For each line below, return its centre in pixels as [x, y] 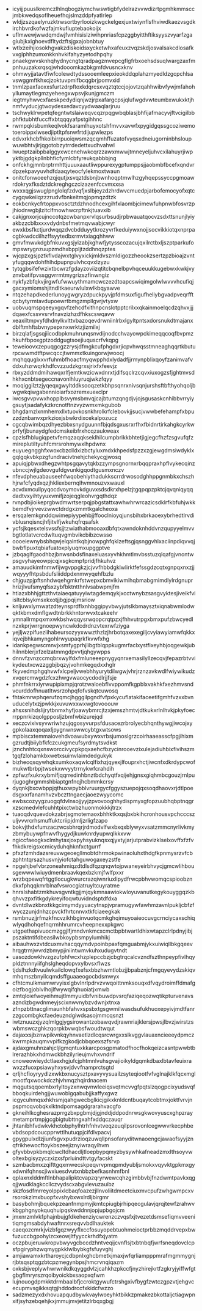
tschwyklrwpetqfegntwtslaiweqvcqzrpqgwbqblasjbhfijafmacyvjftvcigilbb [103, 113]
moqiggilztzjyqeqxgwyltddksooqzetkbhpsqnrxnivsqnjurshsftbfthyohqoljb [104, 385]
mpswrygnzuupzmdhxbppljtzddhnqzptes [64, 249]
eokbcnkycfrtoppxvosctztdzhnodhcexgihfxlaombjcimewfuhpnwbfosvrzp [103, 204]
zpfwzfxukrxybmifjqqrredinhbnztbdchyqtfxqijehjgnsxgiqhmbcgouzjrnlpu [103, 775]
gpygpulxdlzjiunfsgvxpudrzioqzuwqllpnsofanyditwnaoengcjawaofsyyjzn [103, 1139]
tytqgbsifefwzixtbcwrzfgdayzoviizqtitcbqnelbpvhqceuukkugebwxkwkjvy [103, 269]
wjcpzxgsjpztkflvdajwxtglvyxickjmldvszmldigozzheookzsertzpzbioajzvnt [103, 255]
